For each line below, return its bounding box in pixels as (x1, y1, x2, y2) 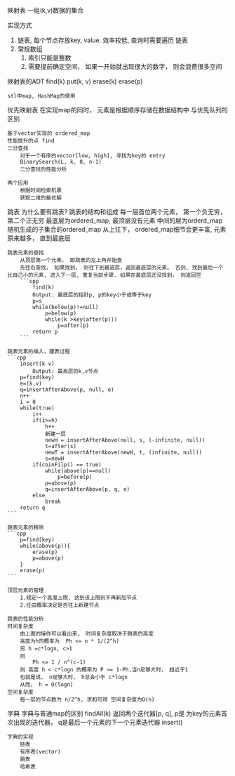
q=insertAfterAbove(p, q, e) (44, 486, 130, 493)
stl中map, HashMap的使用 (7, 93, 76, 100)
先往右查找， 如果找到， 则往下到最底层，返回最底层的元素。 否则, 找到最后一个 (20, 264, 224, 271)
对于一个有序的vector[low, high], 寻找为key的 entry (20, 152, 166, 159)
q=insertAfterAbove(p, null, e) (20, 386, 114, 393)
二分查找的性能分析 (20, 166, 67, 173)
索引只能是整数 (27, 53, 72, 62)
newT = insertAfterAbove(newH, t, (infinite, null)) (44, 449, 202, 456)
